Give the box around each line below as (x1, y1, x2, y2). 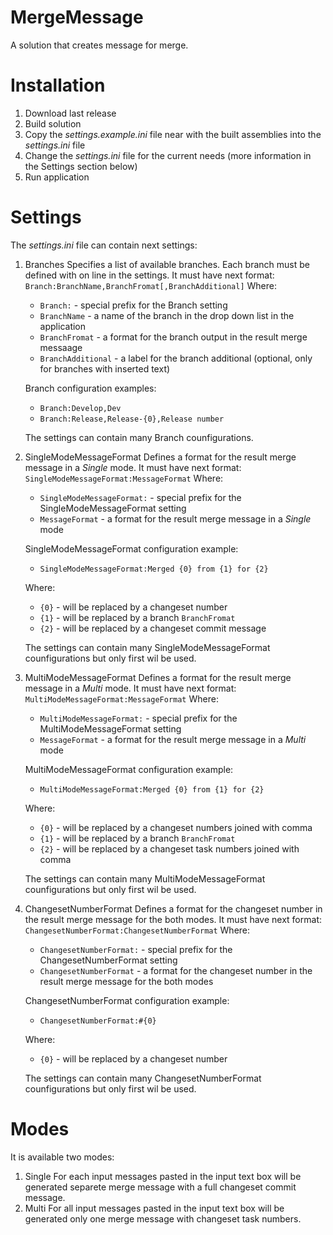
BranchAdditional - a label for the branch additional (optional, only (39, 352, 313, 364)
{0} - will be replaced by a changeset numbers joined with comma (39, 821, 313, 833)
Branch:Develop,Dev (39, 403, 122, 413)
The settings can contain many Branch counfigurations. (24, 431, 254, 443)
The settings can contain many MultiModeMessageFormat (24, 872, 266, 885)
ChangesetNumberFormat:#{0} (39, 1016, 157, 1026)
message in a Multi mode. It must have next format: (24, 682, 237, 694)
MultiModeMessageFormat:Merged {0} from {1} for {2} (39, 784, 265, 795)
